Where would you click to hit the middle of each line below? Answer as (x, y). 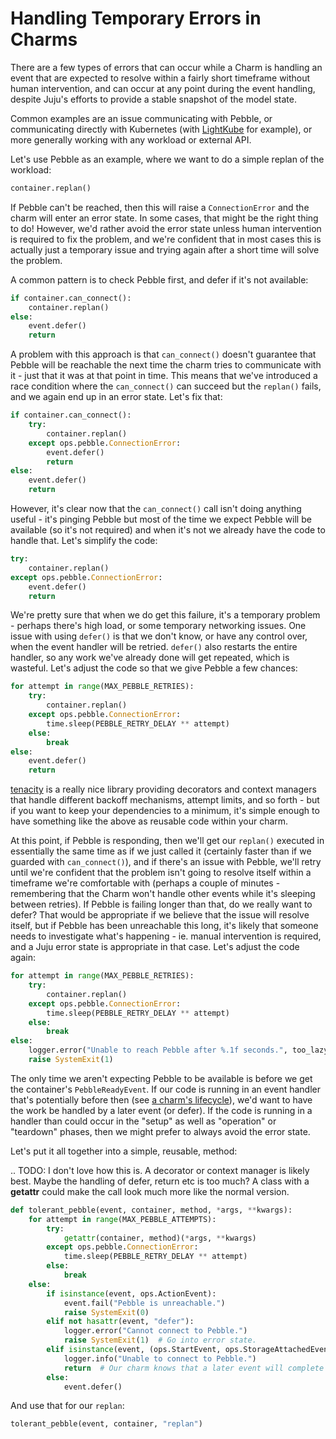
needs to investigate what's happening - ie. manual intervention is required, (166, 936)
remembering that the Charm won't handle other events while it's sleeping (163, 894)
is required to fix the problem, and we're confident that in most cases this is (166, 239)
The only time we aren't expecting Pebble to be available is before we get (161, 1078)
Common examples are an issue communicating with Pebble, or (141, 118)
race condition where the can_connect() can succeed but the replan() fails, (166, 386)
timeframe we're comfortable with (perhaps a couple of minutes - (145, 883)
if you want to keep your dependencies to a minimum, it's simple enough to (165, 811)
